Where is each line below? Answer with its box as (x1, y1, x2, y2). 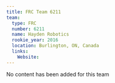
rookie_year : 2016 (12, 37, 59, 43)
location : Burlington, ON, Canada (12, 43, 99, 49)
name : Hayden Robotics (12, 32, 69, 38)
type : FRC (12, 20, 37, 26)
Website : (17, 54, 40, 60)
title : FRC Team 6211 (6, 8, 61, 15)
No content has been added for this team (6, 70, 110, 78)
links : (12, 48, 29, 55)
